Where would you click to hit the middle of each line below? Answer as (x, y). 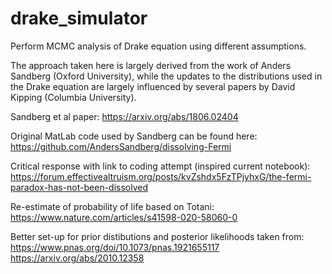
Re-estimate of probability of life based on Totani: (112, 206)
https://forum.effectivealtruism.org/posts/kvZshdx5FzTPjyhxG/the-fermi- (161, 176)
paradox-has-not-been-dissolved (79, 187)
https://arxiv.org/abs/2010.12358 (77, 258)
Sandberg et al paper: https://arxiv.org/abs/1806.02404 (124, 116)
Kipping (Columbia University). (73, 97)
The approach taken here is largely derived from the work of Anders (151, 65)
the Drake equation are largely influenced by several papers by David (153, 86)
